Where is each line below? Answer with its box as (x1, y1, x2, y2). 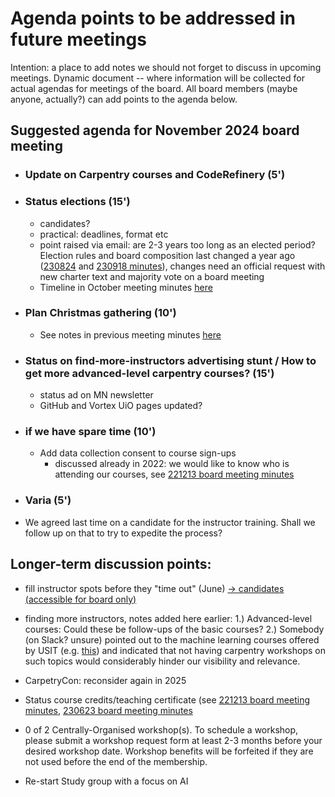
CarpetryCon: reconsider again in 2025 (24, 674, 187, 686)
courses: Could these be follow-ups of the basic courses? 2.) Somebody (24, 623, 325, 635)
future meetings (10, 28, 147, 51)
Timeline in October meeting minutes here (39, 281, 213, 293)
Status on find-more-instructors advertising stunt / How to (24, 353, 317, 367)
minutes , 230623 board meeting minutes (24, 704, 193, 716)
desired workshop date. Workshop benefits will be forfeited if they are (24, 745, 314, 757)
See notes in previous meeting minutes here (39, 328, 222, 341)
